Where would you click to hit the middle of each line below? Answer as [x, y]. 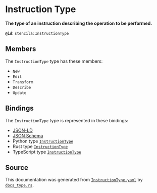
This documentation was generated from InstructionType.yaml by [74, 180]
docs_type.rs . [19, 185]
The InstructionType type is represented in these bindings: [67, 120]
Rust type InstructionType [40, 146]
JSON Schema [28, 135]
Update [19, 93]
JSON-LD [22, 130]
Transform [23, 82]
